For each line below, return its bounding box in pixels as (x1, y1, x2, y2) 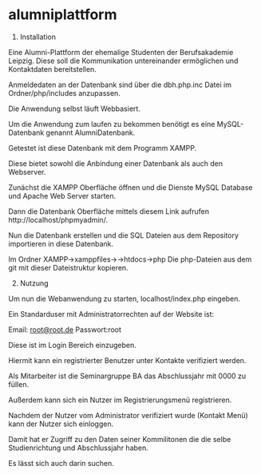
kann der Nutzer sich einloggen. (8, 419, 114, 429)
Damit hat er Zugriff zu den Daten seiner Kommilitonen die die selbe (8, 434, 231, 444)
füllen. (8, 379, 30, 389)
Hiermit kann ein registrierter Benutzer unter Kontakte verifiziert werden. (8, 355, 247, 365)
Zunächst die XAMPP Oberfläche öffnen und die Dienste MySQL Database (8, 182, 253, 192)
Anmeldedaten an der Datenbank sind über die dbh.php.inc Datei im (8, 80, 231, 89)
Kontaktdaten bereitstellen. (8, 64, 97, 73)
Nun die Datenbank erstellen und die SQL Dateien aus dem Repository (8, 230, 239, 240)
